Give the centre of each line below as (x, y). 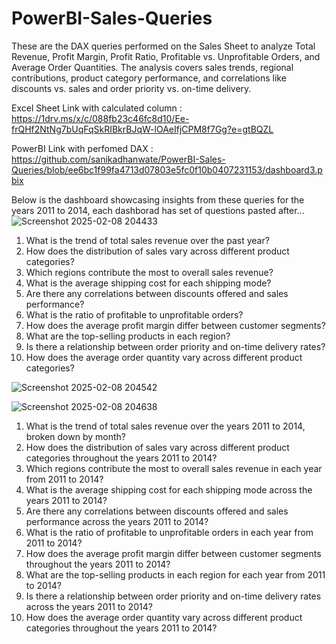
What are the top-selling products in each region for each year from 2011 (175, 574)
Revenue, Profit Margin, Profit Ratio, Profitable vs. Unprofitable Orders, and (166, 56)
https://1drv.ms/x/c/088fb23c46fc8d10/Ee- (100, 118)
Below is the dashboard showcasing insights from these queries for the (158, 199)
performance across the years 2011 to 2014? (117, 521)
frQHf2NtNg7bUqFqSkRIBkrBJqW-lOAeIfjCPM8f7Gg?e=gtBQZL (142, 129)
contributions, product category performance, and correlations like (149, 78)
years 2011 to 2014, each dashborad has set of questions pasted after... (158, 210)
